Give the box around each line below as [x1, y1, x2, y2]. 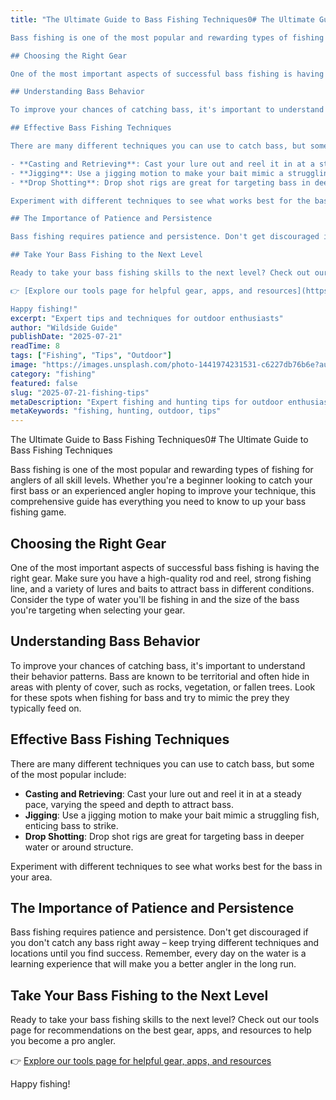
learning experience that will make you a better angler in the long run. [10, 958, 297, 970]
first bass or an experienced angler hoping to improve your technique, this [10, 485, 317, 497]
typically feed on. [10, 702, 82, 714]
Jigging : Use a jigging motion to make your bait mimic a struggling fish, [24, 809, 320, 821]
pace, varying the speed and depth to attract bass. [24, 798, 235, 810]
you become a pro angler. [10, 1035, 117, 1047]
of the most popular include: [10, 768, 127, 780]
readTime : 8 [10, 341, 60, 351]
